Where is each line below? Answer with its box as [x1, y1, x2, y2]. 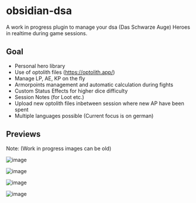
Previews [6, 129, 41, 139]
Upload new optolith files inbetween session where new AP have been [14, 100, 184, 107]
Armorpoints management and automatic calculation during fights [14, 81, 174, 88]
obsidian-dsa [6, 4, 72, 18]
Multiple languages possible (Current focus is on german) [14, 112, 154, 119]
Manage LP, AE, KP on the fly [14, 75, 85, 82]
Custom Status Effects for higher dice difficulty [14, 87, 128, 94]
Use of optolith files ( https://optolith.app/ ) [14, 69, 115, 76]
